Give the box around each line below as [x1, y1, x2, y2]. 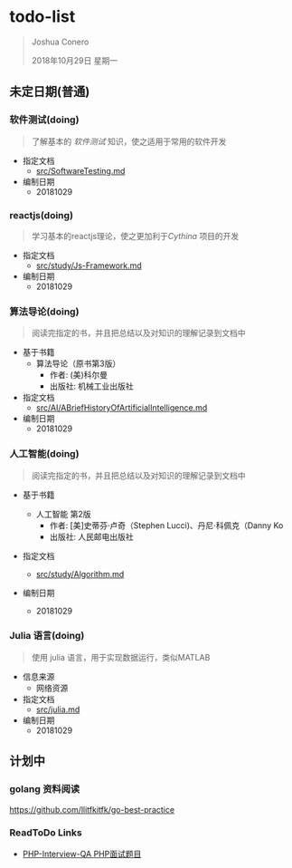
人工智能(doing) [9, 448, 80, 460]
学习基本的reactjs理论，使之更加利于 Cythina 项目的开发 [31, 230, 240, 241]
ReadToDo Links [9, 826, 83, 839]
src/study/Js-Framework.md [35, 260, 142, 271]
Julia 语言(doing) [9, 630, 85, 642]
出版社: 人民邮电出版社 [49, 531, 134, 542]
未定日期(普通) [9, 84, 90, 100]
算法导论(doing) [9, 305, 80, 318]
